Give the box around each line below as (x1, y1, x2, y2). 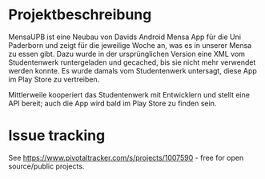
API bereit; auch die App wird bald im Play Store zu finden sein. (8, 98, 217, 108)
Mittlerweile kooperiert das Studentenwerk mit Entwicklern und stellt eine (8, 89, 251, 99)
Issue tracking (8, 126, 106, 145)
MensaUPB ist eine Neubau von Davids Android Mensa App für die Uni (8, 32, 242, 42)
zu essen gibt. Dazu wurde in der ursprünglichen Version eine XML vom (8, 49, 246, 58)
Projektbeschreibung (8, 6, 152, 24)
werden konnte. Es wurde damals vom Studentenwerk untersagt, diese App (8, 66, 258, 75)
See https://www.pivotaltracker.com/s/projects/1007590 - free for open (8, 153, 244, 162)
